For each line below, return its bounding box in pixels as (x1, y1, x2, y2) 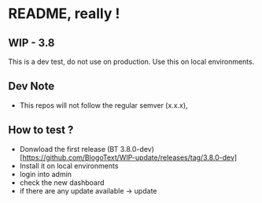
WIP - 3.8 (8, 36, 55, 50)
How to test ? (8, 124, 74, 137)
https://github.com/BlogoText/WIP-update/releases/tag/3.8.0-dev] (22, 153, 238, 162)
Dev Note (8, 79, 55, 93)
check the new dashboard (19, 178, 105, 187)
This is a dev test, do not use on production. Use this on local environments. (8, 57, 255, 66)
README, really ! (8, 5, 120, 23)
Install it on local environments (19, 161, 119, 170)
